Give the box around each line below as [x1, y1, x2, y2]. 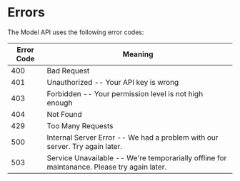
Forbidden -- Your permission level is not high [46, 88, 204, 98]
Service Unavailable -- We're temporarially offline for [46, 152, 227, 162]
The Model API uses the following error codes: [7, 28, 144, 36]
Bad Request [46, 66, 90, 76]
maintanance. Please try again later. [46, 162, 167, 172]
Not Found [46, 109, 82, 119]
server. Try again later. [46, 141, 123, 151]
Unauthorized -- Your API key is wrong [46, 77, 179, 87]
